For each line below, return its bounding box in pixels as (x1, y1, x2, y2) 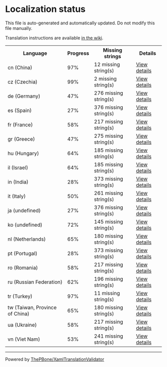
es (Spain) (7, 107, 32, 114)
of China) (7, 310, 30, 317)
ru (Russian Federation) (7, 278, 63, 285)
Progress (67, 50, 89, 57)
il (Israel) (7, 164, 28, 171)
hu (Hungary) (7, 150, 39, 157)
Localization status (5, 3, 86, 15)
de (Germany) (7, 92, 41, 99)
